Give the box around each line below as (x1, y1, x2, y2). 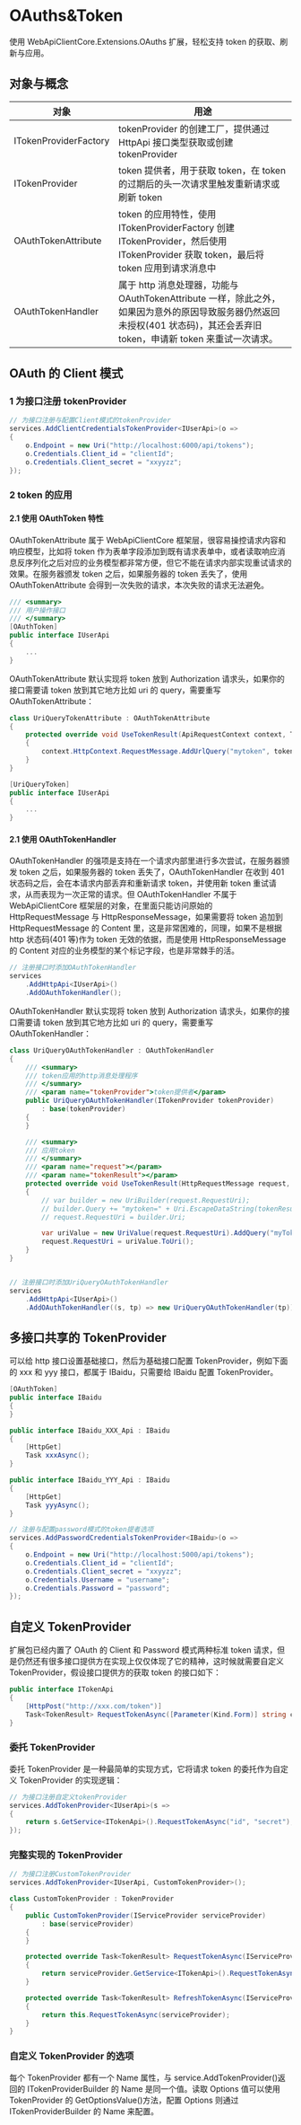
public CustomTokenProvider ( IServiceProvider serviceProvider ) (25, 1910, 267, 1920)
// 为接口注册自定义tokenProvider (9, 1793, 127, 1802)
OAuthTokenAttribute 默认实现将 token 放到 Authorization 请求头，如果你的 (9, 673, 285, 683)
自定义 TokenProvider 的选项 (9, 2050, 134, 2062)
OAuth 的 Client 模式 (9, 366, 124, 382)
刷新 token (117, 190, 163, 203)
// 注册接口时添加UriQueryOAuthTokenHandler (9, 1277, 168, 1287)
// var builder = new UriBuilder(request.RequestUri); (41, 1195, 251, 1204)
